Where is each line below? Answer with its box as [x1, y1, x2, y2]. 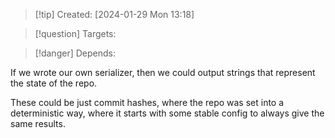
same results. [10, 118, 66, 129]
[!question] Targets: [34, 28, 117, 39]
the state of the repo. [10, 77, 98, 89]
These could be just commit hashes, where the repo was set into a [10, 97, 285, 108]
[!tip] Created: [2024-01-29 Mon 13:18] [34, 9, 195, 20]
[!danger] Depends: [34, 47, 116, 59]
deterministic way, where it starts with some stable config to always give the [10, 107, 325, 119]
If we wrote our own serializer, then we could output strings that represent [10, 67, 316, 78]
